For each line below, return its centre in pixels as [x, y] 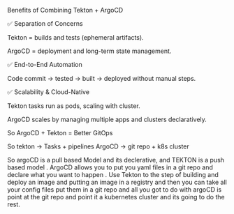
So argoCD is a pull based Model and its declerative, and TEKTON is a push [116, 160]
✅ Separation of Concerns [45, 23]
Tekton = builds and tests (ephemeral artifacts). [76, 37]
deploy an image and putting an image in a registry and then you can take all [117, 182]
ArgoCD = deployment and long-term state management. [89, 51]
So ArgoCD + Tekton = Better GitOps [60, 133]
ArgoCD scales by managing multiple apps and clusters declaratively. [107, 119]
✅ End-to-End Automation [45, 64]
